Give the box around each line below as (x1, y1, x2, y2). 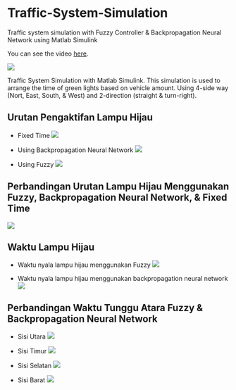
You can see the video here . (7, 49, 89, 58)
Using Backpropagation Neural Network (17, 146, 134, 154)
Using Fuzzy (17, 160, 54, 168)
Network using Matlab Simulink (7, 35, 98, 44)
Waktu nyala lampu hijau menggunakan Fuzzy (17, 260, 151, 269)
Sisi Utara (17, 332, 46, 341)
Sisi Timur (17, 347, 47, 356)
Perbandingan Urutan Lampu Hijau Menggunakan (7, 181, 230, 193)
